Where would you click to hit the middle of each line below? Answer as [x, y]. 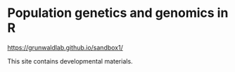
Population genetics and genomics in [118, 13]
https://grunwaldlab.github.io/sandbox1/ [65, 47]
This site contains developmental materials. [70, 61]
